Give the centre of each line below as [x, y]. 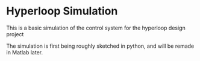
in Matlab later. [25, 52]
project [15, 34]
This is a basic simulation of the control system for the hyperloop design [96, 28]
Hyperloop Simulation [62, 11]
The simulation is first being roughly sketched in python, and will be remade [100, 46]
